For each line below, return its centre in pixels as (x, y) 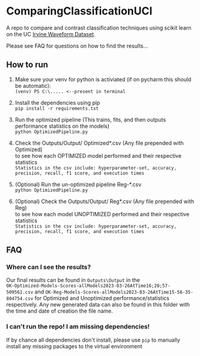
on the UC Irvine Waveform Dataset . (51, 34)
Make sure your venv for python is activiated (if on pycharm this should (103, 79)
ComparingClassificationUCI (79, 11)
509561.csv (20, 292)
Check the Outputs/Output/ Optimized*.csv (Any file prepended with (99, 143)
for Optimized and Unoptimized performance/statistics (102, 298)
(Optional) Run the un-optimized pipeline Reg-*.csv (78, 184)
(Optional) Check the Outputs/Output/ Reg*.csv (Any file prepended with (104, 201)
